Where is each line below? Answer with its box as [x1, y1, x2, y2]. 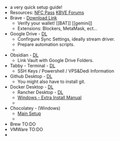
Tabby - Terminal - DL [9, 62, 55, 68]
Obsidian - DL [9, 52, 39, 58]
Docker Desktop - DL [9, 84, 54, 89]
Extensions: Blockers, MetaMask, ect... [17, 25, 97, 31]
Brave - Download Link [9, 15, 57, 20]
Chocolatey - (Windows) [9, 105, 61, 111]
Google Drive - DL [9, 31, 47, 36]
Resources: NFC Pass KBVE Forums [9, 9, 84, 15]
